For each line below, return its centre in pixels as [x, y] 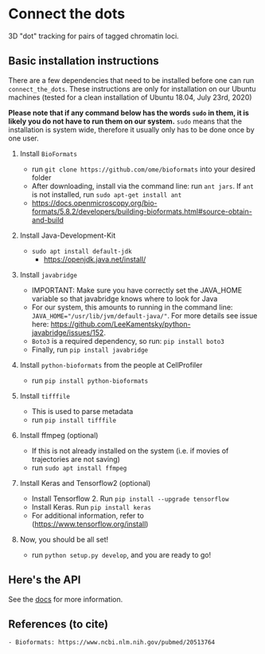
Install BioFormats [49, 153]
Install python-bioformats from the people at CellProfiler [111, 364]
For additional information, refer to [88, 515]
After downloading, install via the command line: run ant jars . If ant [143, 186]
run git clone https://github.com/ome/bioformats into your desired [144, 169]
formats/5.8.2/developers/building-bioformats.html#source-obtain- [142, 211]
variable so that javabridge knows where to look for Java [125, 298]
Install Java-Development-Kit [68, 235]
